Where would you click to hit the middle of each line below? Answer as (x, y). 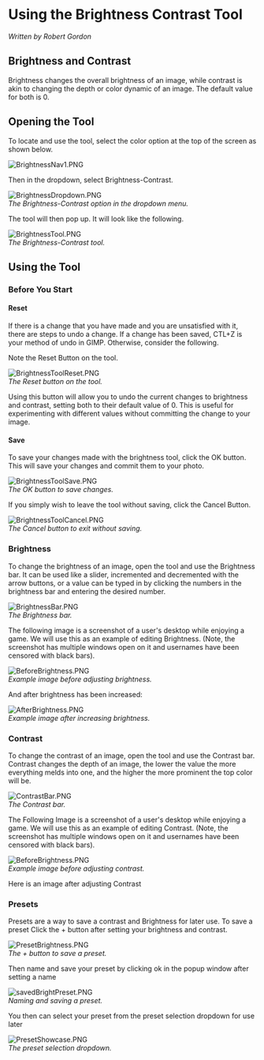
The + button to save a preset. (58, 954)
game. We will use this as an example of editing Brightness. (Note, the (122, 638)
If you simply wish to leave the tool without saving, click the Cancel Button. (130, 505)
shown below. (31, 149)
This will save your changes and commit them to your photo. (106, 466)
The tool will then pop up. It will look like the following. (96, 218)
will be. (20, 780)
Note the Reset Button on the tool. (63, 358)
